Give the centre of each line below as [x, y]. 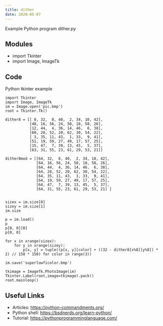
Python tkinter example [29, 89]
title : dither [20, 10]
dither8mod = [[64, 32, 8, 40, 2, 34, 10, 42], [57, 159]
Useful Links [25, 295]
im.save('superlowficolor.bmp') [38, 263]
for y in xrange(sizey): [40, 246]
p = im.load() [20, 220]
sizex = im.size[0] [25, 202]
